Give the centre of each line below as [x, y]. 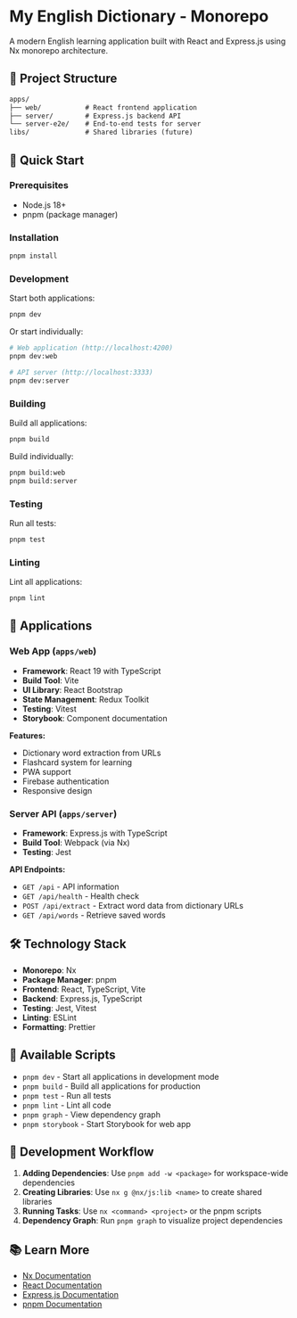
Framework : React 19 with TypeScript [91, 671]
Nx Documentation [57, 1276]
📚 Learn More [49, 1250]
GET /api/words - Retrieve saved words [94, 915]
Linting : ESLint [49, 1017]
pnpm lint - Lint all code [66, 1105]
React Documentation [62, 1285]
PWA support [46, 771]
